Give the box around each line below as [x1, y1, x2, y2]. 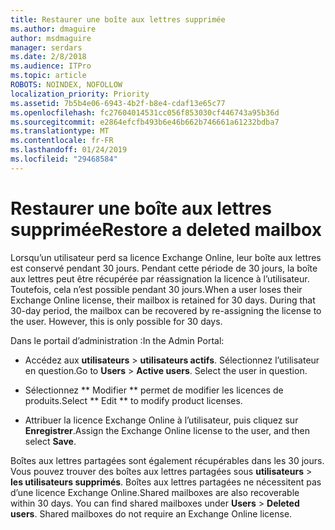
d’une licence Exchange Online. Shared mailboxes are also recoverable [10, 486, 300, 498]
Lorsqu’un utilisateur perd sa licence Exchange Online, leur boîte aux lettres [10, 251, 322, 263]
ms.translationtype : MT [10, 126, 110, 136]
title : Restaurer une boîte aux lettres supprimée [10, 14, 226, 25]
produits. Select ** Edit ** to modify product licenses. [24, 394, 243, 406]
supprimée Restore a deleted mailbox [10, 218, 322, 241]
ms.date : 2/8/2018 [10, 52, 87, 62]
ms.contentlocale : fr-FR [10, 136, 114, 146]
